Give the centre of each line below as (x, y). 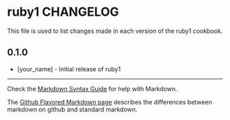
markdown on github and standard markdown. (72, 109)
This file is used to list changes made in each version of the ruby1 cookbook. (115, 31)
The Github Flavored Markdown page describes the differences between (110, 102)
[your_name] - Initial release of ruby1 (69, 69)
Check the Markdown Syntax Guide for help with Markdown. (92, 88)
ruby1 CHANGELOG (63, 12)
